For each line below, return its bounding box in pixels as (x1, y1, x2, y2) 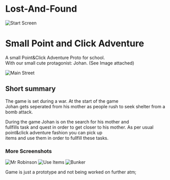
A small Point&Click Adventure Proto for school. (5, 54, 105, 61)
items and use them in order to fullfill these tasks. (5, 135, 109, 141)
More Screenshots (5, 147, 52, 155)
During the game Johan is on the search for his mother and (5, 118, 129, 125)
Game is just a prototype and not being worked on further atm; (5, 169, 136, 175)
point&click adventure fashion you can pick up (5, 129, 103, 135)
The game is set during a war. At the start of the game (5, 98, 119, 104)
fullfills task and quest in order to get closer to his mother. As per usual (5, 124, 154, 130)
